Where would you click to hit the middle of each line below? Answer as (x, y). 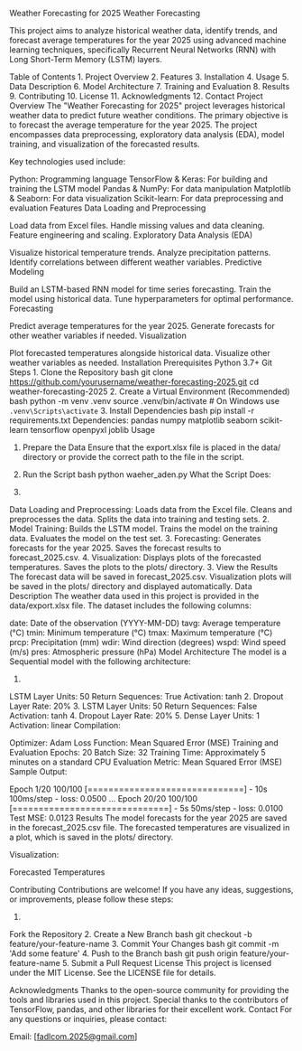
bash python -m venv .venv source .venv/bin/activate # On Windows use (144, 401)
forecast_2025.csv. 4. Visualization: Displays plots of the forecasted (135, 558)
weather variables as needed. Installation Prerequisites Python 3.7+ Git (141, 362)
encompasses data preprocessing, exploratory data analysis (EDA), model (147, 134)
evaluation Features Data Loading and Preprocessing (108, 208)
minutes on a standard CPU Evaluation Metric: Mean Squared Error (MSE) (146, 762)
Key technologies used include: (68, 161)
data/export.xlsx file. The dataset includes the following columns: (131, 605)
